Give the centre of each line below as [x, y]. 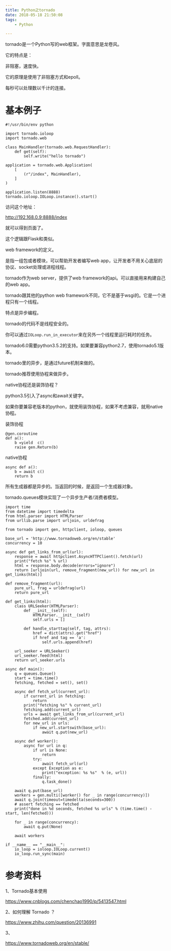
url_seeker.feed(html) [39, 656]
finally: [42, 778]
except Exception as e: [58, 768]
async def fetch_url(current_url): [52, 692]
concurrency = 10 [24, 543]
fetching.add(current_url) [52, 710]
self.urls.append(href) [67, 642]
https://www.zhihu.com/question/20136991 [51, 922]
